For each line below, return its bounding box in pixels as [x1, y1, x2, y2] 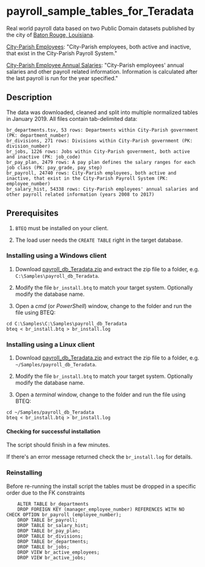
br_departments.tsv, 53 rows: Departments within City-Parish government [6, 127, 199, 133]
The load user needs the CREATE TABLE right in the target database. [15, 236, 183, 244]
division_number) [6, 143, 51, 149]
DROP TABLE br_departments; [17, 538, 89, 544]
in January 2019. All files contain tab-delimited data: [6, 115, 138, 122]
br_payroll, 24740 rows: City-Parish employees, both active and [6, 170, 176, 176]
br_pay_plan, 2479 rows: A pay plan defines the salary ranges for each [6, 159, 196, 165]
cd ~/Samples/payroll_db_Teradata [6, 409, 95, 415]
